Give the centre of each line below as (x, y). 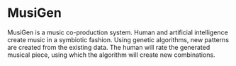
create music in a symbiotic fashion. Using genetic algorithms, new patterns (118, 39)
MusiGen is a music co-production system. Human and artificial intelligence (118, 32)
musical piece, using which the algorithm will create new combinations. (111, 55)
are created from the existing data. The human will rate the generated (109, 47)
